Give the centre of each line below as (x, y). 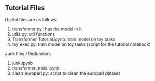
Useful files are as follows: (31, 19)
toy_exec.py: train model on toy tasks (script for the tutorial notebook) (81, 44)
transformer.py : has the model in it (47, 29)
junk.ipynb (22, 63)
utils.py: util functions (33, 34)
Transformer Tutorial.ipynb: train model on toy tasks (63, 39)
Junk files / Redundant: (28, 54)
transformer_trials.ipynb (36, 68)
